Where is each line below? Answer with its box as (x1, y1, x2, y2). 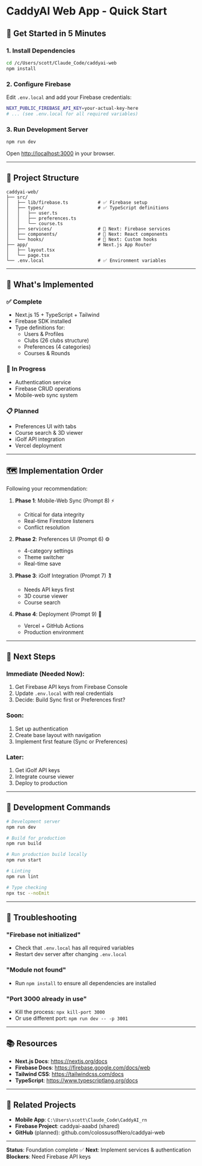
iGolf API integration (14, 436, 65, 443)
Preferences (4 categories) (23, 343, 91, 350)
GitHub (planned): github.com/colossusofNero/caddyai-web (14, 1129, 165, 1136)
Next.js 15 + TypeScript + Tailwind (14, 311, 100, 318)
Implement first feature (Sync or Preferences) (14, 738, 128, 745)
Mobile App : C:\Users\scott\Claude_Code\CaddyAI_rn (14, 1116, 147, 1123)
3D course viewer (23, 592, 68, 600)
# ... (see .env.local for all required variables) (6, 110, 138, 117)
